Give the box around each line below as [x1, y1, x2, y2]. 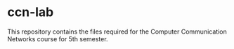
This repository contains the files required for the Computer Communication [7, 27, 227, 36]
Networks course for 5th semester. [7, 34, 108, 43]
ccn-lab [7, 4, 54, 20]
